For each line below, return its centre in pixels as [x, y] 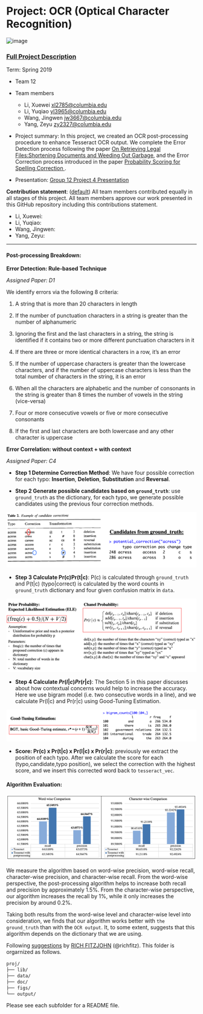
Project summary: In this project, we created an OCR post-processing [101, 136]
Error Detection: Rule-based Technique [56, 269]
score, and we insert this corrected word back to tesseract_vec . [95, 770]
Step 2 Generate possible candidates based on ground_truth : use [98, 491]
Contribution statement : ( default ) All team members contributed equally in [100, 192]
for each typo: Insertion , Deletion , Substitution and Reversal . [92, 479]
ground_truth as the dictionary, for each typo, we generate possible [99, 498]
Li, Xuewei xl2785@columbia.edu [66, 105]
